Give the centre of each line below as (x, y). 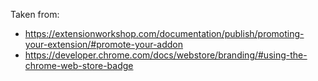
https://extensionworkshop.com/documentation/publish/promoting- (164, 33)
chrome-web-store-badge (79, 65)
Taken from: (35, 14)
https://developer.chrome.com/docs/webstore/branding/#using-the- (166, 55)
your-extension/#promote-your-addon (104, 44)
